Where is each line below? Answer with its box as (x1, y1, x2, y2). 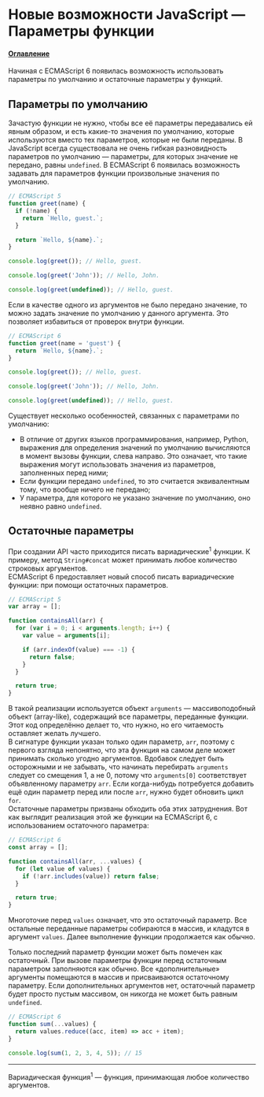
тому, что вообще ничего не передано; (19, 485, 151, 494)
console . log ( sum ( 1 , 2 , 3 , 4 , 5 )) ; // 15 (8, 1049, 143, 1057)
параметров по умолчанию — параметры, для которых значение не (8, 152, 238, 162)
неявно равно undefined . (19, 502, 102, 511)
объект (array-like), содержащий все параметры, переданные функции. (8, 712, 249, 722)
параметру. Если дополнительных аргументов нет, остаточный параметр (8, 981, 255, 991)
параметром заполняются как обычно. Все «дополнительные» (8, 964, 220, 974)
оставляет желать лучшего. (8, 729, 101, 738)
